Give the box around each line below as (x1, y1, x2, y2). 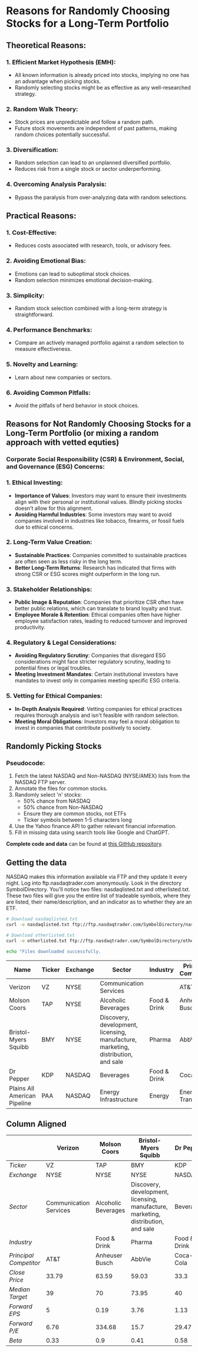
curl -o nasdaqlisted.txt (6, 921, 70, 928)
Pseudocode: (6, 759, 45, 767)
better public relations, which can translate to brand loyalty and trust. (14, 605, 183, 612)
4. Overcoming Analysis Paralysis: (6, 180, 107, 189)
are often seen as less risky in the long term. (14, 558, 123, 565)
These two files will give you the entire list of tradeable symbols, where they (6, 892, 191, 900)
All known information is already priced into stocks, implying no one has (14, 71, 190, 78)
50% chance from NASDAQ (23, 797, 91, 805)
